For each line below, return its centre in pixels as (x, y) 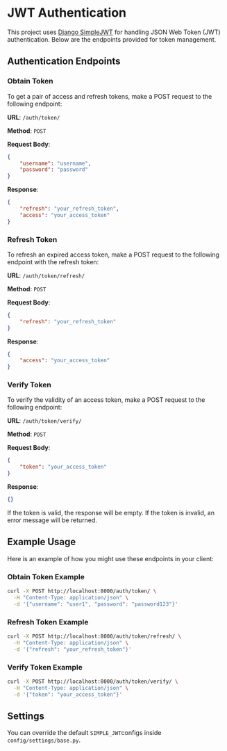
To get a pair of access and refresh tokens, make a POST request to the (110, 96)
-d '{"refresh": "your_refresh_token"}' (73, 649)
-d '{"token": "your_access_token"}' (68, 694)
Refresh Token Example (48, 622)
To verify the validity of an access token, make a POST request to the (106, 400)
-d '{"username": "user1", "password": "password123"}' (96, 604)
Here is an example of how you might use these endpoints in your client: (110, 558)
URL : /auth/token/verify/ (44, 421)
